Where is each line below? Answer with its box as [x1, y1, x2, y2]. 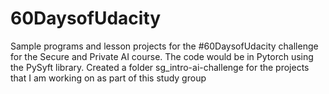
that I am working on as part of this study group [10, 72, 207, 84]
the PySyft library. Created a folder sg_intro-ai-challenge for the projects [10, 61, 310, 73]
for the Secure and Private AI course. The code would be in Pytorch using [10, 50, 314, 62]
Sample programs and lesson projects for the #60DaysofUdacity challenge [10, 40, 319, 52]
